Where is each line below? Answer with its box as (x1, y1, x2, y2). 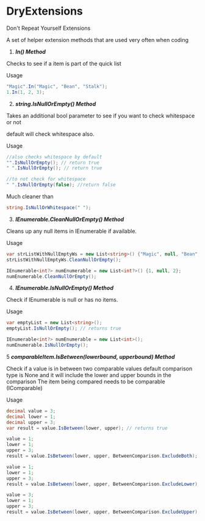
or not (6, 118, 21, 126)
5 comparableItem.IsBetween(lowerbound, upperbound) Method (6, 353, 175, 360)
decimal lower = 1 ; (6, 413, 56, 420)
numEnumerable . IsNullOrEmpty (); (6, 342, 88, 349)
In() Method (15, 48, 46, 55)
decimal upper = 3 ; (6, 419, 56, 425)
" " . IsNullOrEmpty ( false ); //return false (6, 182, 116, 188)
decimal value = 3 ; (6, 408, 56, 414)
